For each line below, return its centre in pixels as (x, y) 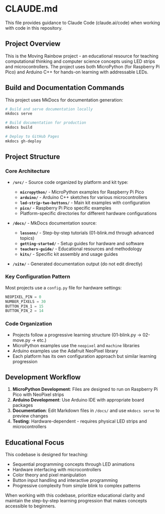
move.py (22, 340)
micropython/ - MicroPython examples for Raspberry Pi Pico (82, 192)
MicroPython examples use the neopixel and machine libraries (76, 345)
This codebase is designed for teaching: (47, 455)
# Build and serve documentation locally (49, 109)
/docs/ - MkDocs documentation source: (54, 223)
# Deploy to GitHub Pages (32, 137)
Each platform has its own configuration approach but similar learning (84, 356)
